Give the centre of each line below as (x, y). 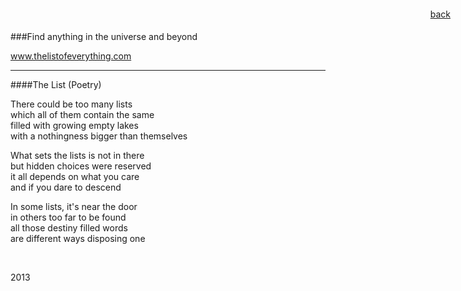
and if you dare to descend (66, 187)
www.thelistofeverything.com (71, 56)
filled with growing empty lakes (74, 125)
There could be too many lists (71, 104)
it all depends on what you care (75, 176)
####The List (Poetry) (56, 84)
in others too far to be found (68, 217)
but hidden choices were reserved (81, 166)
